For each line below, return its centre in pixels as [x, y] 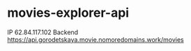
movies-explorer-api [68, 13]
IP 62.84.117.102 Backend [43, 32]
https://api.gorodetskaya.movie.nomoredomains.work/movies [95, 39]
